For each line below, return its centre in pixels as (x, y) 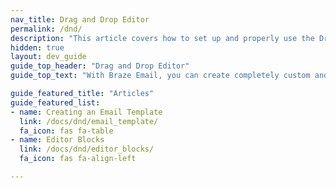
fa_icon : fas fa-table (66, 131)
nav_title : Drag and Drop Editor (80, 19)
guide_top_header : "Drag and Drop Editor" (100, 66)
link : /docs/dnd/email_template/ (89, 121)
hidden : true (37, 47)
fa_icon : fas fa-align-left (78, 159)
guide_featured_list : (55, 102)
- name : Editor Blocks (57, 140)
